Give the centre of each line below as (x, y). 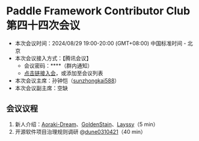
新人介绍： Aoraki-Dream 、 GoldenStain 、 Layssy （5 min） (87, 124)
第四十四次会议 (43, 26)
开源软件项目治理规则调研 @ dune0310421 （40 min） (80, 131)
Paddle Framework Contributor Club (98, 11)
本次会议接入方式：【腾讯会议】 (53, 58)
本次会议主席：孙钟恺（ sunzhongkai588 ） (67, 80)
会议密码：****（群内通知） (58, 65)
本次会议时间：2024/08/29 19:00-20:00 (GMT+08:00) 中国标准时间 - (100, 43)
